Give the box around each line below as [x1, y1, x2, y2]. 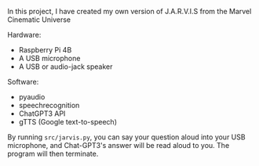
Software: [7, 78, 39, 86]
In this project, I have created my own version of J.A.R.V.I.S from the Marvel [7, 7, 252, 16]
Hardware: [7, 31, 42, 39]
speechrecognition [18, 101, 80, 110]
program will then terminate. [7, 149, 99, 158]
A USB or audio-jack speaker [18, 62, 113, 71]
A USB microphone [18, 54, 81, 63]
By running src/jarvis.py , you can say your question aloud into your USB [7, 132, 246, 142]
